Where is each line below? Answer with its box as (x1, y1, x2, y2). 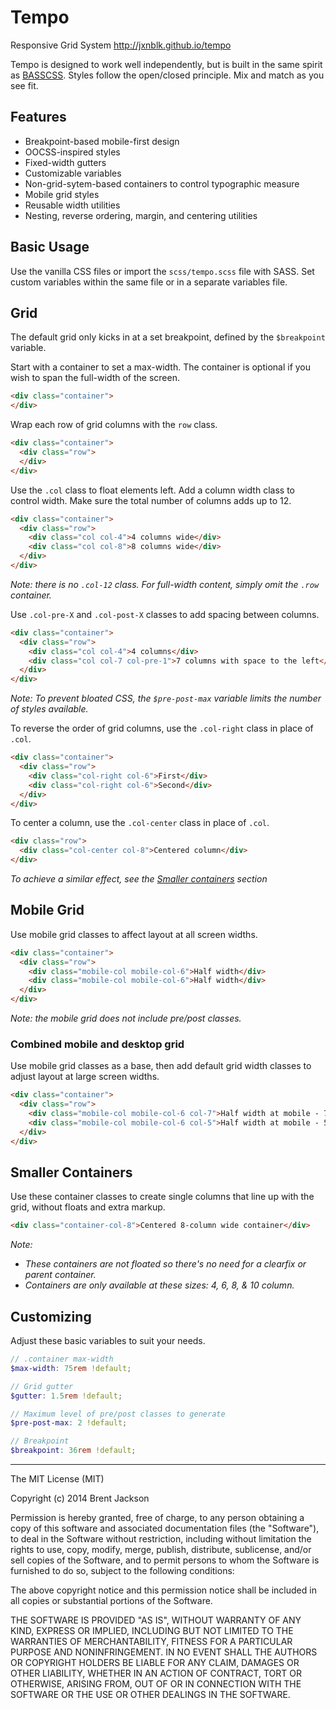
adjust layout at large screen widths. (10, 1071, 160, 1083)
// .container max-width (10, 1354, 114, 1365)
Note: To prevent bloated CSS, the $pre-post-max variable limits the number (10, 692, 322, 705)
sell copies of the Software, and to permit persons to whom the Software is (10, 1554, 320, 1566)
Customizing (10, 1308, 92, 1325)
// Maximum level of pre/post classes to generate (10, 1409, 226, 1419)
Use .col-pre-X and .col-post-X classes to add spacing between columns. (10, 608, 320, 620)
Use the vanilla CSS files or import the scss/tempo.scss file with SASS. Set (10, 265, 315, 277)
